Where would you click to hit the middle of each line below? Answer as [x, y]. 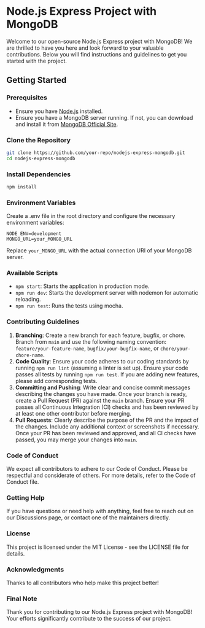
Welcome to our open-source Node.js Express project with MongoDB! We [99, 41]
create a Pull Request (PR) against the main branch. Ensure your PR [100, 400]
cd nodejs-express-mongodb [41, 158]
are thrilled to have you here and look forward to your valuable [85, 48]
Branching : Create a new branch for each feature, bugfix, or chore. [100, 335]
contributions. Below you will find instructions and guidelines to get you [97, 54]
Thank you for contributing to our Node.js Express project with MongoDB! [99, 612]
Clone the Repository [39, 140]
